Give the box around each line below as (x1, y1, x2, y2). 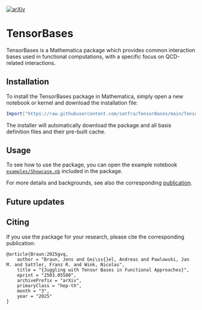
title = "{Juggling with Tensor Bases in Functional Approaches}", (17, 267, 189, 273)
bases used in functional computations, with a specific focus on (6, 53, 164, 60)
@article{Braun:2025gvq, (6, 251, 69, 257)
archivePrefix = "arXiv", (17, 277, 82, 284)
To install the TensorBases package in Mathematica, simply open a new (6, 93, 183, 100)
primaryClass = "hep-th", (17, 282, 82, 288)
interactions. (25, 59, 56, 66)
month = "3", (17, 288, 50, 294)
